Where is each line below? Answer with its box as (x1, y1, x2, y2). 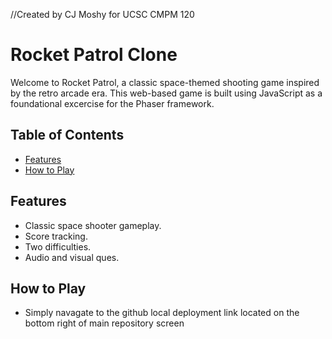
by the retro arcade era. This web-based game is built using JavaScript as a (10, 87, 323, 99)
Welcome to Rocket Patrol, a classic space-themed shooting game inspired (10, 76, 320, 88)
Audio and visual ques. (24, 251, 120, 263)
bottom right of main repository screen (24, 317, 185, 329)
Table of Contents (10, 127, 125, 144)
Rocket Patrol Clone (10, 44, 178, 66)
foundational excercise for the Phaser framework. (10, 97, 215, 109)
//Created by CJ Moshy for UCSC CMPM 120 (10, 9, 195, 20)
